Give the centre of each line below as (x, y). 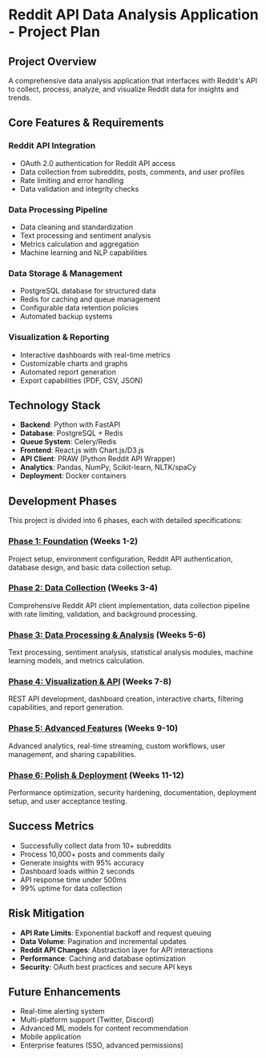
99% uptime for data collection (71, 888)
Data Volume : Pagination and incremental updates (103, 941)
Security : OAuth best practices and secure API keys (106, 967)
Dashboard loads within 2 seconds (77, 871)
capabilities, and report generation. (66, 707)
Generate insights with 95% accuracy (82, 862)
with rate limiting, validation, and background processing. (103, 614)
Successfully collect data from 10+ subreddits (96, 845)
